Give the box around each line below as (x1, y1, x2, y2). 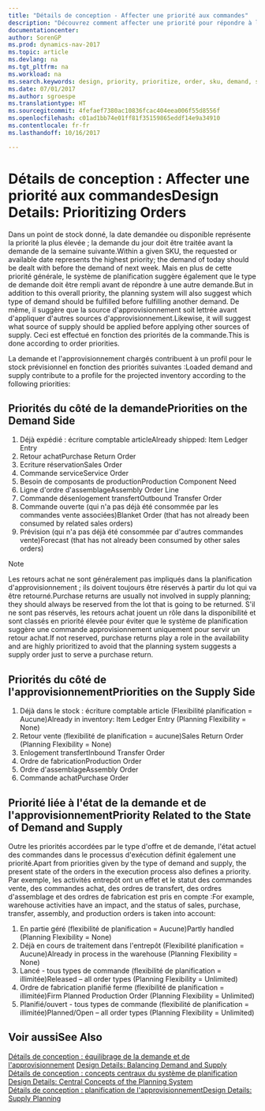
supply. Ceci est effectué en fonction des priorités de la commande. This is (8, 330, 250, 339)
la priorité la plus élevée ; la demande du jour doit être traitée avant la (8, 238, 233, 247)
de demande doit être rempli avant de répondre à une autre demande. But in (8, 279, 254, 289)
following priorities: (8, 379, 71, 388)
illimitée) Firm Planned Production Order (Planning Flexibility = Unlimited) (19, 991, 255, 1001)
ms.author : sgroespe (8, 92, 77, 100)
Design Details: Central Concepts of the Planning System (8, 1076, 193, 1086)
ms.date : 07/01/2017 (8, 84, 77, 93)
